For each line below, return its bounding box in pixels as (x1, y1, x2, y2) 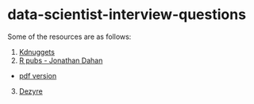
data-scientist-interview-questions (7, 6, 247, 24)
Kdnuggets (18, 47, 55, 56)
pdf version (18, 71, 57, 80)
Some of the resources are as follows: (7, 32, 132, 41)
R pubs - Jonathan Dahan (18, 56, 103, 65)
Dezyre (18, 86, 43, 96)
